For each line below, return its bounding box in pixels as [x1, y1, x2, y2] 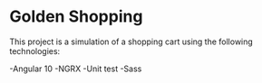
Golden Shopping [9, 6, 143, 27]
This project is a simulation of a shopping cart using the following [9, 36, 254, 47]
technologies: [9, 45, 61, 56]
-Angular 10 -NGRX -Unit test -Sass [9, 63, 142, 74]
